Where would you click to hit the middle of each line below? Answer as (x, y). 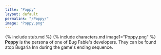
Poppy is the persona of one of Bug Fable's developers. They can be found (81, 42)
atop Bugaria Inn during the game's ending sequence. (59, 47)
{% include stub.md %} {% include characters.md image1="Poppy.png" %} (80, 37)
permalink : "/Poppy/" (27, 18)
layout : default (21, 14)
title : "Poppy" (20, 9)
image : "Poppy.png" (25, 23)
